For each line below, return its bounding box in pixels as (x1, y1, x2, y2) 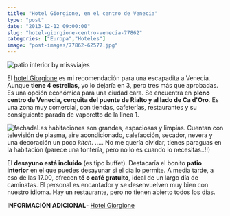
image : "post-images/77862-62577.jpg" (7, 42, 118, 49)
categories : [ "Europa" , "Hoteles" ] (7, 36, 106, 43)
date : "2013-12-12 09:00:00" (7, 23, 91, 29)
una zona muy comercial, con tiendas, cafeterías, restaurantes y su (7, 104, 197, 111)
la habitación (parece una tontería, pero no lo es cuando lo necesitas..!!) (7, 145, 211, 154)
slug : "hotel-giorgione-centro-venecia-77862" (7, 29, 143, 36)
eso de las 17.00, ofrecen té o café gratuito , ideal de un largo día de (7, 173, 199, 182)
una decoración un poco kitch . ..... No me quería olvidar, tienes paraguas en (7, 139, 222, 146)
